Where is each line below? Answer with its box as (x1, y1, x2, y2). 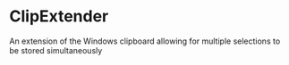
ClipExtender (9, 6, 109, 27)
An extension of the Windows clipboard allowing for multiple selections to (9, 36, 281, 46)
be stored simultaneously (9, 45, 103, 55)
